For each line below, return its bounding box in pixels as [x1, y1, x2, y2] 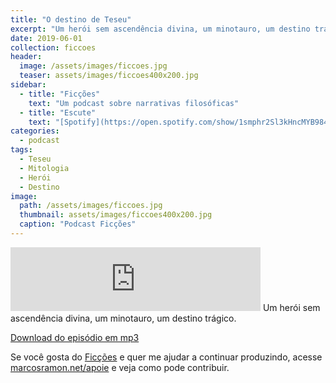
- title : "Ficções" [19, 89, 101, 99]
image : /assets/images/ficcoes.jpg [19, 61, 168, 71]
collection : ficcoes [10, 42, 97, 53]
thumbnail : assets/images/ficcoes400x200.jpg [19, 210, 213, 220]
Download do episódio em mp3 [10, 331, 140, 343]
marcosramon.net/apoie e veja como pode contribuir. [10, 361, 230, 373]
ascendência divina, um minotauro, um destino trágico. [10, 312, 237, 324]
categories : [10, 126, 60, 136]
